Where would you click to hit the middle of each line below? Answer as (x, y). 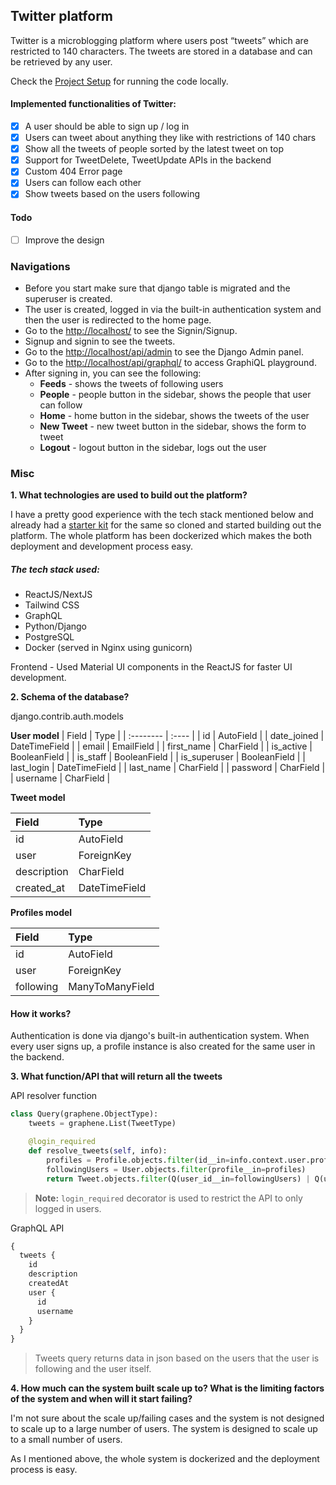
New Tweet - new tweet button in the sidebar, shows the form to (173, 426)
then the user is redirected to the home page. (118, 320)
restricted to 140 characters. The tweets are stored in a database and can (161, 51)
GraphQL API (37, 1228)
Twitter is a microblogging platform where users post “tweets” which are (159, 40)
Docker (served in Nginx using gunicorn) (108, 648)
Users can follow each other (83, 183)
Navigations (40, 266)
